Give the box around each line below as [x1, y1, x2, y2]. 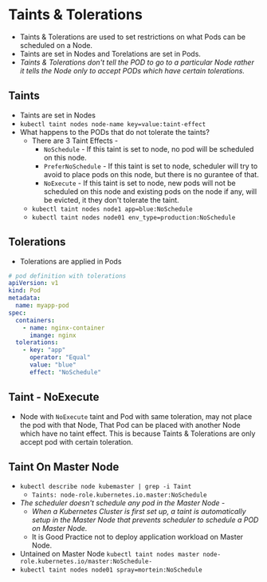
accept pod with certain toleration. [19, 437, 133, 446]
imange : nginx [29, 331, 77, 339]
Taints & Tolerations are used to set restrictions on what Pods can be [19, 32, 245, 42]
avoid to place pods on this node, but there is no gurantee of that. [43, 169, 259, 179]
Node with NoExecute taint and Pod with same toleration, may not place [19, 411, 253, 421]
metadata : [8, 294, 41, 303]
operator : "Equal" [29, 354, 91, 362]
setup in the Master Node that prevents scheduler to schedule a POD [31, 515, 259, 525]
